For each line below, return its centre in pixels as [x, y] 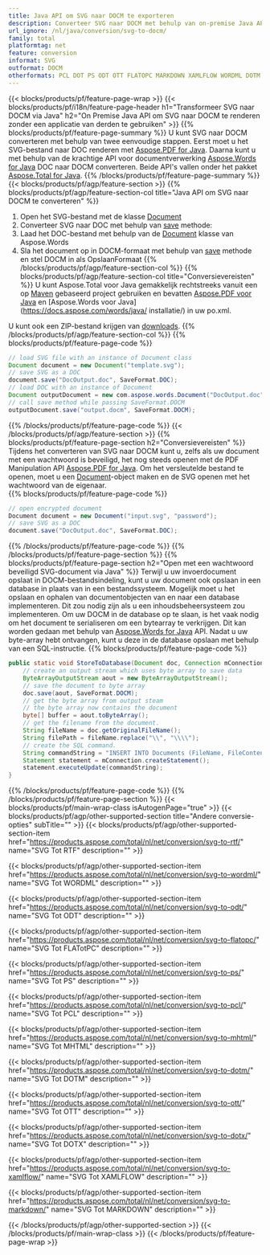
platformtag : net [37, 46]
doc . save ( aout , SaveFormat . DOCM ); [80, 693]
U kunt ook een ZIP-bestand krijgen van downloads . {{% [102, 325]
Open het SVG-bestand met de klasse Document [101, 216]
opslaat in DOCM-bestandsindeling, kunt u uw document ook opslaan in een [135, 580]
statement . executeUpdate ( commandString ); [93, 768]
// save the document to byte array [84, 685]
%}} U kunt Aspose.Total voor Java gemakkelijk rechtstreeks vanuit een [139, 284]
